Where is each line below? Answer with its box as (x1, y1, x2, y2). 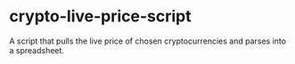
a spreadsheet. (9, 44, 65, 55)
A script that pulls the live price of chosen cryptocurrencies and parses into (9, 36, 287, 46)
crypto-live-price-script (9, 6, 192, 27)
